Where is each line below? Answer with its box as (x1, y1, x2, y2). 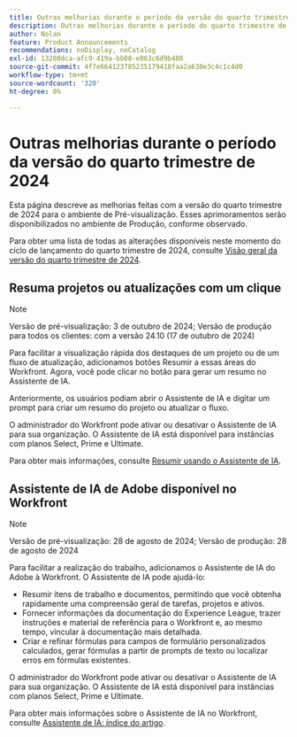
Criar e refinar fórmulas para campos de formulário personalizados (21, 636, 266, 647)
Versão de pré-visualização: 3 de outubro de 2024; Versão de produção (9, 321, 272, 332)
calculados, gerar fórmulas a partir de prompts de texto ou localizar (21, 646, 268, 656)
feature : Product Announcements (9, 37, 128, 47)
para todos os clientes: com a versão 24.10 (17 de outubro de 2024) (9, 330, 255, 341)
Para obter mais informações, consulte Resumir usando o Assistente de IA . (9, 455, 281, 466)
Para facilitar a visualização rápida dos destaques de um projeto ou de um (9, 347, 279, 359)
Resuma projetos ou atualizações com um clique (9, 280, 281, 295)
